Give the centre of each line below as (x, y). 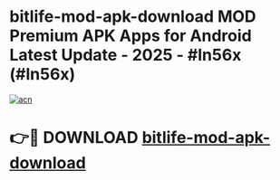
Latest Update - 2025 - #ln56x (126, 55)
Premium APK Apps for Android (130, 36)
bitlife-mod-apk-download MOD (133, 17)
